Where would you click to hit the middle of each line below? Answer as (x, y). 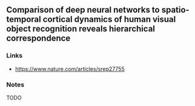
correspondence (38, 38)
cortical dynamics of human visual (109, 20)
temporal (24, 20)
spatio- (175, 10)
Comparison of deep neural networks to (83, 10)
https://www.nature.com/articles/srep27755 (70, 68)
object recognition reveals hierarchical (81, 29)
